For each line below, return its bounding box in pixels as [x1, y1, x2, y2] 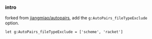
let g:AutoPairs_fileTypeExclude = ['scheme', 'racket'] [5, 30, 123, 35]
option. [5, 20, 19, 26]
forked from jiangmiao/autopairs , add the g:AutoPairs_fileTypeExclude [5, 15, 148, 21]
